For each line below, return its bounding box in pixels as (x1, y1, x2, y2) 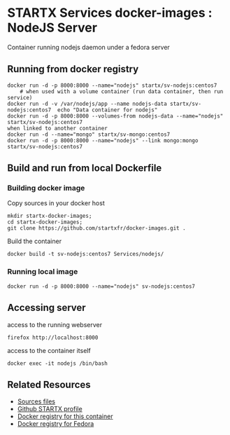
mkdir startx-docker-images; (7, 212, 92, 220)
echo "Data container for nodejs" (57, 106, 158, 113)
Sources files (17, 397, 56, 406)
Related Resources (7, 378, 91, 390)
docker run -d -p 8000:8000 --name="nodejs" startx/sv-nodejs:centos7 (7, 82, 217, 89)
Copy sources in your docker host (7, 199, 105, 207)
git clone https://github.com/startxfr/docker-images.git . (7, 225, 187, 232)
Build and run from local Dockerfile (7, 163, 162, 174)
